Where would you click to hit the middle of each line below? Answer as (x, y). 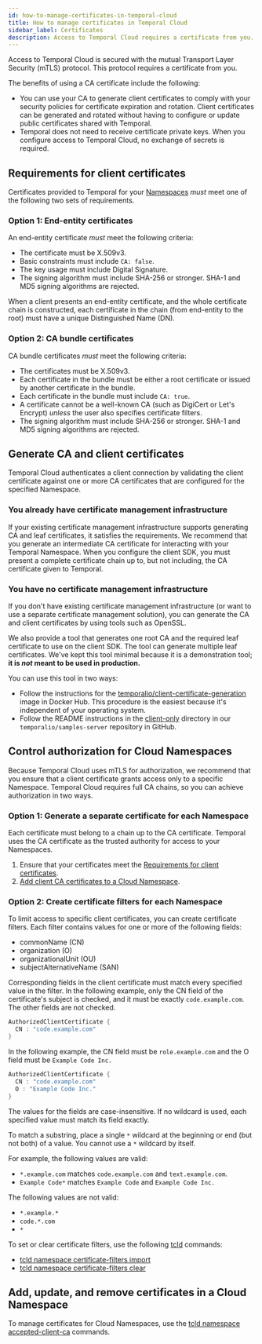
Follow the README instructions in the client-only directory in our (125, 718)
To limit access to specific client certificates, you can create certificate (122, 919)
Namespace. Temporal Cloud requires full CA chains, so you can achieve (126, 787)
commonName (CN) (52, 942)
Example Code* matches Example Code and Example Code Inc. (117, 1181)
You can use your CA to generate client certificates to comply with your (135, 98)
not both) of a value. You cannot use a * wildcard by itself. (102, 1143)
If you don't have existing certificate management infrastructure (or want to (130, 606)
